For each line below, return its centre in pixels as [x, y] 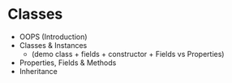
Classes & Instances [53, 45]
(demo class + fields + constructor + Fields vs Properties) [128, 54]
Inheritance [39, 71]
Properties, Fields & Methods [68, 63]
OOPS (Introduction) [53, 37]
